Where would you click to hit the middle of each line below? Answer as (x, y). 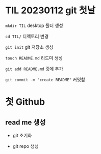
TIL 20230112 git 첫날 (50, 10)
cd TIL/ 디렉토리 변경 (27, 36)
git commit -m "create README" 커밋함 (45, 79)
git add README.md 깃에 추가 (34, 69)
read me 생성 (26, 122)
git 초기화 (22, 135)
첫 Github (25, 102)
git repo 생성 (26, 146)
